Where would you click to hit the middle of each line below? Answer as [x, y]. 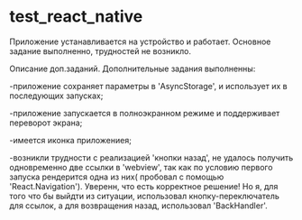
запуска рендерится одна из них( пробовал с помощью [117, 177]
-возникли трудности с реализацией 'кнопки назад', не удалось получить [151, 157]
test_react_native [76, 17]
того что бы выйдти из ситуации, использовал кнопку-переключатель [144, 196]
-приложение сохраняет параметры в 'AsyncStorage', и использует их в [148, 86]
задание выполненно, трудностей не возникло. [101, 50]
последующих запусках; [56, 96]
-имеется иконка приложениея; [71, 140]
